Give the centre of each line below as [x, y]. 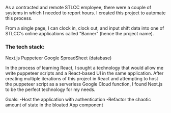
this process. [19, 18]
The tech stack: [25, 47]
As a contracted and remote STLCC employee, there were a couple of [78, 7]
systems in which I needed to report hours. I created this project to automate [85, 13]
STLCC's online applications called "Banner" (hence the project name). [80, 33]
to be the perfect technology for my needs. [50, 89]
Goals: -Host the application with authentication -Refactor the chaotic [78, 100]
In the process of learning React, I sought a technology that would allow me [84, 68]
